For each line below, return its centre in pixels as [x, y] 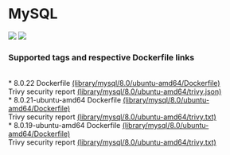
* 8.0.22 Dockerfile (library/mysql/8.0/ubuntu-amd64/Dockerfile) [114, 83]
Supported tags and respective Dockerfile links [101, 57]
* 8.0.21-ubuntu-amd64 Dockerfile [65, 100]
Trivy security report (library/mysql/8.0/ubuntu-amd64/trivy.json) [115, 91]
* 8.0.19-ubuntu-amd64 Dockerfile [64, 126]
